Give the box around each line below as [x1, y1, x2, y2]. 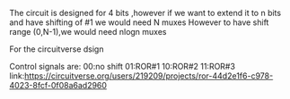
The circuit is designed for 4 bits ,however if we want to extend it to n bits [9, 8, 281, 18]
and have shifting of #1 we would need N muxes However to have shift [9, 17, 269, 28]
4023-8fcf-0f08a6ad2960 [9, 80, 108, 90]
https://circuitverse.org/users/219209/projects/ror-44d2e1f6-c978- [23, 70, 274, 81]
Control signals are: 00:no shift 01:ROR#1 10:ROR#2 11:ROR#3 [9, 62, 236, 71]
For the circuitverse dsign [9, 44, 104, 54]
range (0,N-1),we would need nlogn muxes [9, 27, 167, 37]
